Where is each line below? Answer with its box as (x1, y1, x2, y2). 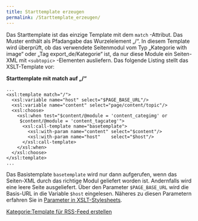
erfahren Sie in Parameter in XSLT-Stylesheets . (6, 196, 122, 204)
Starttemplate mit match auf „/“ (6, 75, 87, 82)
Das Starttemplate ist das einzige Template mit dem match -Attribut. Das (6, 31, 183, 38)
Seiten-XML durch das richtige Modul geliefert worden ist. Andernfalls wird (6, 177, 192, 184)
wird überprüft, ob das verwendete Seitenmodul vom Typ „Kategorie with (6, 43, 187, 51)
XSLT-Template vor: (6, 63, 55, 70)
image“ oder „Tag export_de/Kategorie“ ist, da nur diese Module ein (6, 50, 173, 57)
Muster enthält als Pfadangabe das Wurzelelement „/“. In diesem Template (6, 37, 190, 45)
